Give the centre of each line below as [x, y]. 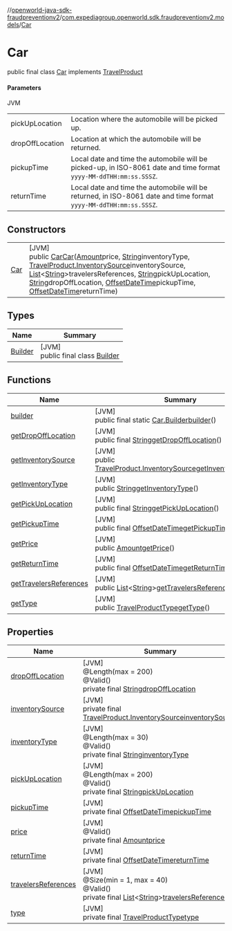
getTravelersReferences [49, 583]
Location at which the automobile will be [136, 139]
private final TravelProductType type [141, 917]
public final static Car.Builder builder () [156, 420]
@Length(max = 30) [116, 737]
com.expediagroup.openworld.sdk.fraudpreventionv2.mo [143, 17]
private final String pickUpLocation [138, 792]
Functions [29, 380]
